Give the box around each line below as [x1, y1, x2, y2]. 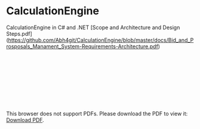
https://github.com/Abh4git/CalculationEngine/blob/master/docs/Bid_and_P [8, 36, 194, 43]
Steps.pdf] [6, 30, 33, 37]
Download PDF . [6, 116, 45, 123]
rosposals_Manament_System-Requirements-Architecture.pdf [6, 43, 158, 50]
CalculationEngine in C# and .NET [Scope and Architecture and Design [6, 24, 180, 31]
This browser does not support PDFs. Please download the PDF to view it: [6, 110, 188, 117]
